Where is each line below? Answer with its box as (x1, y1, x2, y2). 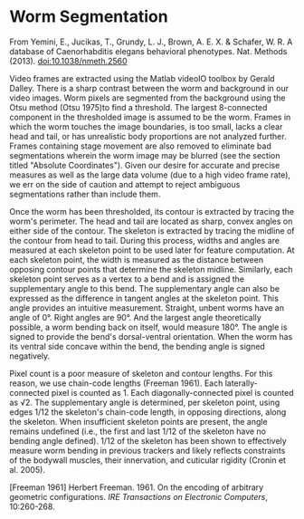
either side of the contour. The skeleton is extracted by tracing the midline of (9, 225, 296, 236)
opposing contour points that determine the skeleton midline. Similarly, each (9, 264, 293, 274)
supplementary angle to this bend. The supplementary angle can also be (9, 283, 280, 293)
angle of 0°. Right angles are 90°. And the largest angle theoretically (9, 312, 262, 322)
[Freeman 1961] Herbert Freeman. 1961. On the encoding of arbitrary (9, 482, 264, 493)
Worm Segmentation (9, 6, 169, 27)
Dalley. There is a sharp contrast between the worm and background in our (9, 82, 290, 93)
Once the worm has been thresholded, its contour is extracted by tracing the (9, 206, 295, 216)
